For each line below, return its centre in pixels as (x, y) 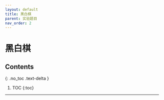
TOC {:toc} (23, 88)
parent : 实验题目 (21, 18)
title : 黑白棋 (18, 14)
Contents (20, 67)
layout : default (21, 9)
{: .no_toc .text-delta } (27, 79)
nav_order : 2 (18, 23)
